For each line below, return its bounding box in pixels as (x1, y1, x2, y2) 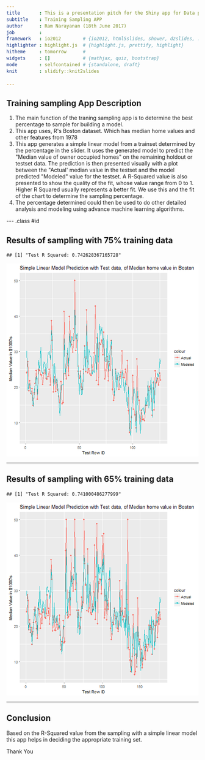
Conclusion (6, 713, 51, 723)
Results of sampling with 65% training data (6, 474, 174, 484)
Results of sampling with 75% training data (6, 235, 173, 245)
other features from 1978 (15, 134, 78, 141)
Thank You (6, 748, 34, 755)
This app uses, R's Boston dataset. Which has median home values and (15, 127, 195, 135)
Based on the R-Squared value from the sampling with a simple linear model (6, 729, 198, 737)
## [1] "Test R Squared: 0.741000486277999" (6, 491, 121, 497)
